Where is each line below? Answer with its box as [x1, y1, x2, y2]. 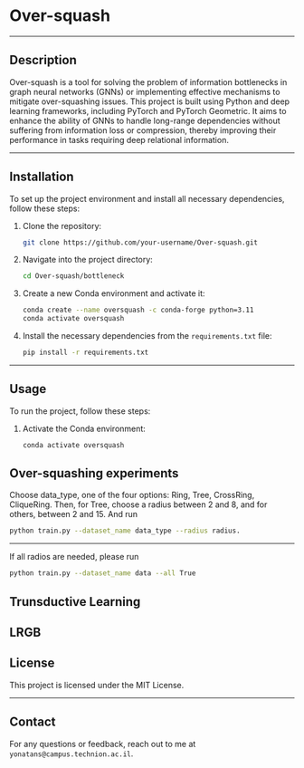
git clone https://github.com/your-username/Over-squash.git [22, 237, 259, 247]
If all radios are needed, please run [9, 552, 139, 562]
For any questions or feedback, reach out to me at [9, 738, 196, 749]
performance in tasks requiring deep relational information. [9, 134, 229, 145]
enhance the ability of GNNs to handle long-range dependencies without [9, 115, 280, 126]
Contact [9, 715, 56, 730]
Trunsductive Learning [9, 594, 141, 610]
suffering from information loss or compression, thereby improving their [9, 124, 277, 136]
